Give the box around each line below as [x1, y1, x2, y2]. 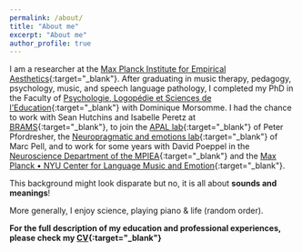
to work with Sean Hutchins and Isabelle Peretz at [9, 112, 196, 123]
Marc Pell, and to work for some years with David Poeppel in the [9, 141, 250, 152]
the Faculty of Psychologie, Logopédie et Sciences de [9, 93, 212, 104]
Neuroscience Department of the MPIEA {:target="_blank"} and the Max [9, 151, 277, 162]
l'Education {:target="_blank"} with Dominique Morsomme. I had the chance [9, 102, 293, 114]
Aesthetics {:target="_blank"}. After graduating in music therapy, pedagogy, [9, 74, 292, 85]
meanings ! [9, 187, 51, 198]
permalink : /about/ [9, 13, 84, 23]
